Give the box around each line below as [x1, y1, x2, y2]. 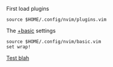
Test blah [6, 54, 30, 62]
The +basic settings [6, 27, 56, 34]
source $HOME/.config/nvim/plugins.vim [6, 17, 107, 23]
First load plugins [6, 5, 50, 12]
